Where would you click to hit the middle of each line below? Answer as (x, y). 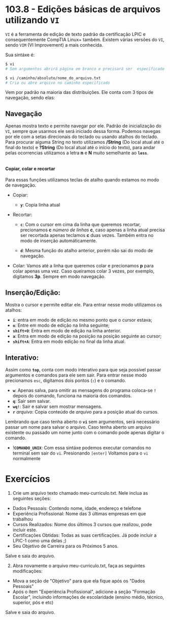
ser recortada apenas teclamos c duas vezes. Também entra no (87, 235)
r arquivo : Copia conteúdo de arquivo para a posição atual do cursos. (86, 412)
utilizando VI (32, 20)
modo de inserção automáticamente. (59, 241)
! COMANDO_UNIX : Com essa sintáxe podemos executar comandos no (82, 448)
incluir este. (25, 530)
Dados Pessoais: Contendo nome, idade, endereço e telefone (77, 508)
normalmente (26, 459)
